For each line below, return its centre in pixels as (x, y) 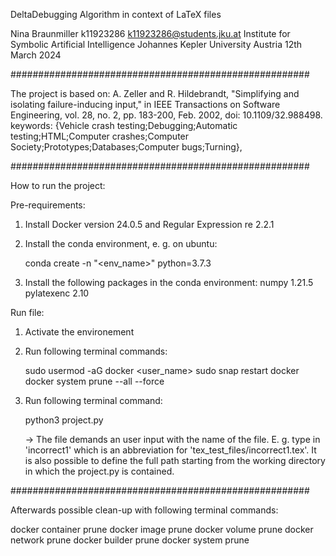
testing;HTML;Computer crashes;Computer (100, 136)
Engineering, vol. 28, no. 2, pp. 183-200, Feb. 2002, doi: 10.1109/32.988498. (166, 115)
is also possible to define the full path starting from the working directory (175, 460)
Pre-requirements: (48, 205)
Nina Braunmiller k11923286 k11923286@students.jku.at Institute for (150, 33)
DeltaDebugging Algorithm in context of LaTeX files (116, 14)
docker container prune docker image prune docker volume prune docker (162, 529)
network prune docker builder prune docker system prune (130, 540)
